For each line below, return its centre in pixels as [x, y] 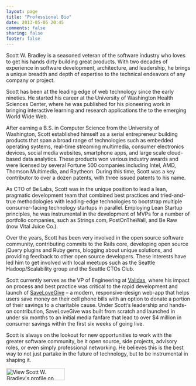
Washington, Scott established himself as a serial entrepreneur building [92, 134]
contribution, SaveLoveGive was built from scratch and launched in [94, 311]
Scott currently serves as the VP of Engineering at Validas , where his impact [98, 280]
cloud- [175, 153]
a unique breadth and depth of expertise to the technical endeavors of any [96, 74]
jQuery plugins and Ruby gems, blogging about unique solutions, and [89, 250]
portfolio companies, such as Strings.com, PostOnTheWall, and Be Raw [92, 220]
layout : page [22, 11]
